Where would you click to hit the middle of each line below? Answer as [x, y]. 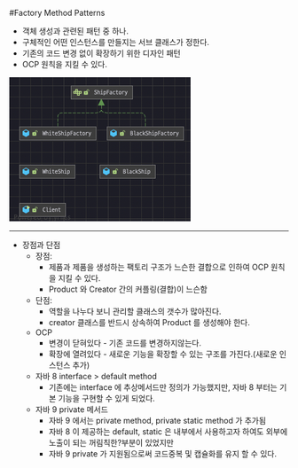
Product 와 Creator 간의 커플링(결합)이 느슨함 [128, 289]
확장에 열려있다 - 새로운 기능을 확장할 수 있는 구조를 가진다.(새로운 [163, 354]
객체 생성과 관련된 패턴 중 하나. [75, 31]
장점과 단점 [41, 245]
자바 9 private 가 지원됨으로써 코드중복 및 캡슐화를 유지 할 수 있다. [163, 454]
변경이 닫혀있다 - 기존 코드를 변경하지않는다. [125, 343]
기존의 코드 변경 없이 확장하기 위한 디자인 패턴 [101, 53]
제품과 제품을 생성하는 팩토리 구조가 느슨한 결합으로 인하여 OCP [158, 267]
